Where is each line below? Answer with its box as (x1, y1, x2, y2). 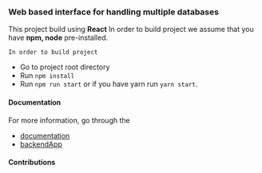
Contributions (8, 158, 56, 167)
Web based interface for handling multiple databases (8, 6, 220, 18)
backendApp (19, 139, 62, 149)
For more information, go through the (8, 115, 130, 125)
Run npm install (19, 71, 75, 81)
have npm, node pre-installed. (8, 33, 109, 42)
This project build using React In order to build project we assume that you (8, 25, 254, 34)
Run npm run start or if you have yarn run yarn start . (19, 79, 198, 89)
